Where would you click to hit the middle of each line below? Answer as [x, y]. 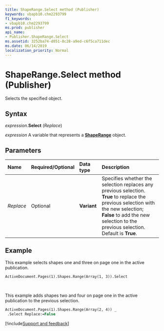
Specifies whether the [127, 179]
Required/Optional [53, 167]
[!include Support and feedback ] [37, 323]
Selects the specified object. [34, 99]
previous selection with [128, 203]
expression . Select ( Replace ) [34, 125]
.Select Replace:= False [31, 314]
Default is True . [120, 233]
